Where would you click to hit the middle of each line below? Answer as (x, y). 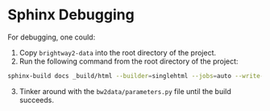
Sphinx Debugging (71, 15)
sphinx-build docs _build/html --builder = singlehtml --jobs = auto (119, 76)
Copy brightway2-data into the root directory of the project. (118, 52)
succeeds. (36, 100)
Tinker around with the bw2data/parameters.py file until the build (125, 91)
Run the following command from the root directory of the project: (129, 61)
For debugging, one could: (52, 37)
